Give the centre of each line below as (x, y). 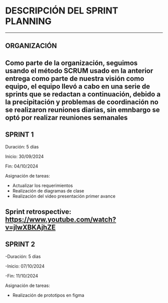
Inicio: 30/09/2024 (24, 156)
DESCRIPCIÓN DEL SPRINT (62, 11)
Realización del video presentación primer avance (64, 196)
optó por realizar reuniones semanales (66, 117)
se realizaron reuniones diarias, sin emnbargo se (82, 110)
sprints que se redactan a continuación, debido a (83, 94)
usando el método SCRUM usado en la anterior (79, 71)
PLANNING (28, 21)
